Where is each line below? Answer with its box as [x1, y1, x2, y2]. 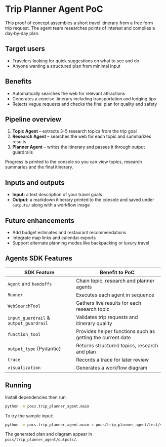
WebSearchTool [7, 303, 41, 309]
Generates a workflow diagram [76, 364, 148, 371]
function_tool [7, 331, 41, 337]
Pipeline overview [5, 115, 62, 123]
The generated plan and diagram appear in [5, 431, 92, 437]
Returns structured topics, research [76, 342, 159, 349]
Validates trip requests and [76, 314, 138, 321]
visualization [7, 365, 41, 370]
